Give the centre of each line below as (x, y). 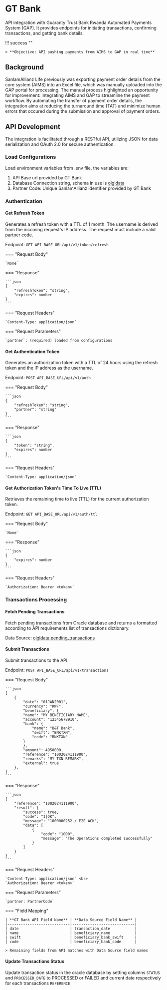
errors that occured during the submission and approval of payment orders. (83, 111)
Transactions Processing (36, 600)
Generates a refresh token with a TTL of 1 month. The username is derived (82, 224)
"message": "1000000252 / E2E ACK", (61, 821)
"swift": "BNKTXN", (52, 732)
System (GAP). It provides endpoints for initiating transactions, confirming (81, 27)
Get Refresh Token (25, 213)
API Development (33, 127)
